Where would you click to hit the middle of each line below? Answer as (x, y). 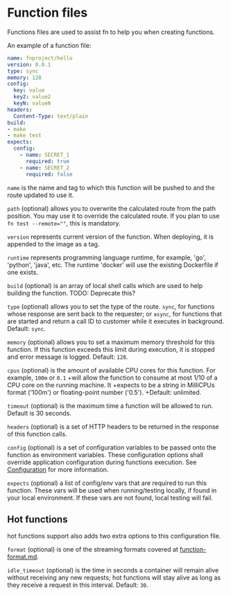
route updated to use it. (41, 195)
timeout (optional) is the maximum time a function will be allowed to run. (110, 406)
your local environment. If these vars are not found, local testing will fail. (110, 497)
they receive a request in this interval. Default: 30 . (78, 585)
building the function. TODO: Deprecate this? (71, 293)
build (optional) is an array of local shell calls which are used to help (105, 285)
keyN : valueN (32, 103)
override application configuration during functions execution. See (102, 462)
